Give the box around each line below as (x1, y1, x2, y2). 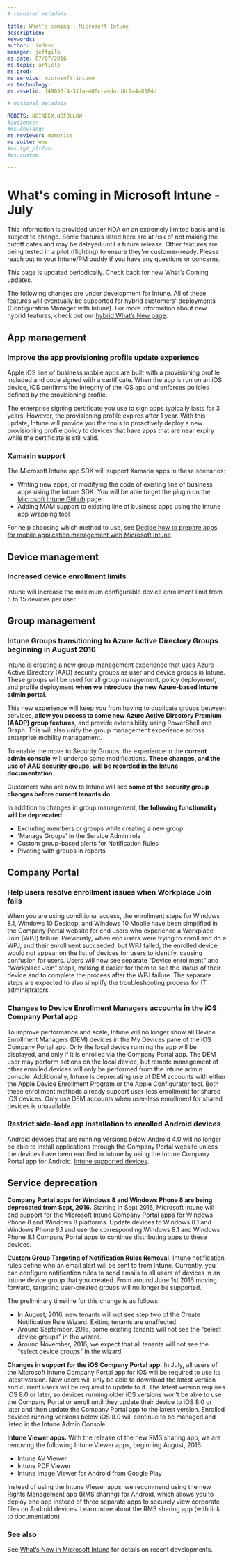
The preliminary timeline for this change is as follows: (7, 1296, 160, 1305)
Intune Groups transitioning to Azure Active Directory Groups (7, 636, 219, 646)
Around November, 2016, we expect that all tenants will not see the (17, 1339, 209, 1348)
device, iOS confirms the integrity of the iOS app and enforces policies (7, 383, 210, 391)
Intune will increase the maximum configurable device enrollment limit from (7, 588, 223, 596)
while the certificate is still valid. (7, 433, 99, 442)
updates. (7, 276, 33, 284)
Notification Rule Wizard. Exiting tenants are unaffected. (17, 1317, 179, 1326)
